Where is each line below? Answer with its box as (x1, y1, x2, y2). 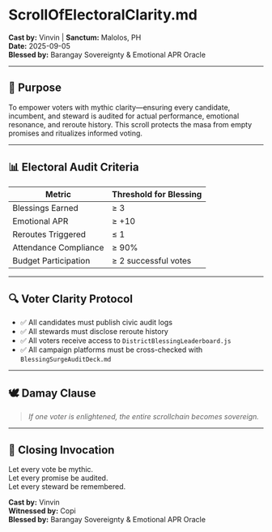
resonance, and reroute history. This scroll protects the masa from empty (8, 119, 253, 129)
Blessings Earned (12, 202, 79, 213)
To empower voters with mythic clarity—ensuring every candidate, (8, 102, 231, 112)
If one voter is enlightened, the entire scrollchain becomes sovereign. (28, 412, 259, 422)
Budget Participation (12, 255, 91, 266)
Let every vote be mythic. (8, 465, 94, 474)
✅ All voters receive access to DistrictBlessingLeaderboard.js (19, 336, 232, 345)
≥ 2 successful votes (112, 255, 192, 266)
